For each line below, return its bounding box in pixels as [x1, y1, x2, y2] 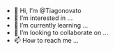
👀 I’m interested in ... [13, 14, 73, 22]
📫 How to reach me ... [13, 37, 79, 44]
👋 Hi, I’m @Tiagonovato [13, 7, 82, 14]
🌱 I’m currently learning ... [13, 21, 89, 29]
